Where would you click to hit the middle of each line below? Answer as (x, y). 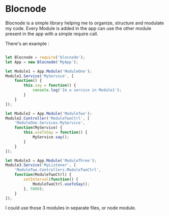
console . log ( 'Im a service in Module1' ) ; (77, 90)
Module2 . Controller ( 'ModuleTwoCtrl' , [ (48, 118)
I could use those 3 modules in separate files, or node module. (71, 208)
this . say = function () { (50, 85)
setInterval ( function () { (51, 179)
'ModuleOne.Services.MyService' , (50, 123)
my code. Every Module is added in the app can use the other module (78, 28)
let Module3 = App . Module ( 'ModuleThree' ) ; (51, 161)
